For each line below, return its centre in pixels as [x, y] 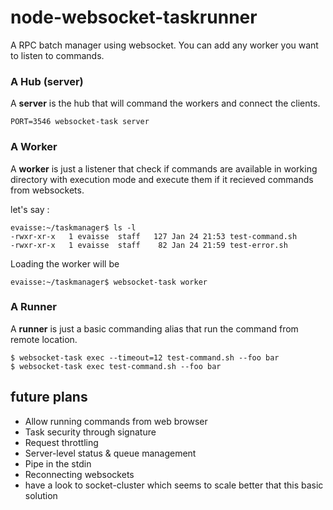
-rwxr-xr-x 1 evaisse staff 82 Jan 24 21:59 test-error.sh [149, 245]
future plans [49, 397]
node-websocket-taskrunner [134, 17]
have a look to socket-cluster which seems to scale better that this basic [174, 485]
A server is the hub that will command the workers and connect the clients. [165, 103]
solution [41, 495]
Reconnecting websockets [79, 474]
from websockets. [47, 190]
